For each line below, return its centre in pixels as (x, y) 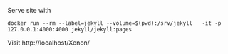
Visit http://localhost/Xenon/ (49, 43)
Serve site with (29, 10)
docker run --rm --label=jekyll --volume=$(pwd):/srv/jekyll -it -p (114, 23)
